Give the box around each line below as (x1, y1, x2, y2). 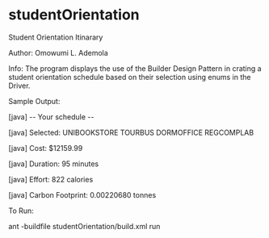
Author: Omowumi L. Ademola (8, 48, 109, 57)
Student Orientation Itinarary (8, 32, 103, 42)
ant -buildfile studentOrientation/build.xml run (8, 221, 161, 231)
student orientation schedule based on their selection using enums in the (8, 72, 251, 81)
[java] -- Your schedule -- (8, 111, 95, 122)
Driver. (8, 81, 31, 90)
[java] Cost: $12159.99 (8, 143, 83, 152)
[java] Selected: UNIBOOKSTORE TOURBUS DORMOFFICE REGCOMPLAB (8, 127, 254, 137)
